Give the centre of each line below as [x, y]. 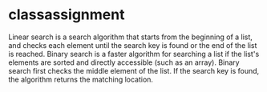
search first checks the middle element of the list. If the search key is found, [134, 70]
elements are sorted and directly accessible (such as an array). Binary [124, 62]
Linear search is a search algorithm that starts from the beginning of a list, [130, 37]
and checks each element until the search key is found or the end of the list [133, 45]
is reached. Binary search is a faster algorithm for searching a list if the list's [134, 54]
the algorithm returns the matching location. [81, 79]
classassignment [67, 15]
